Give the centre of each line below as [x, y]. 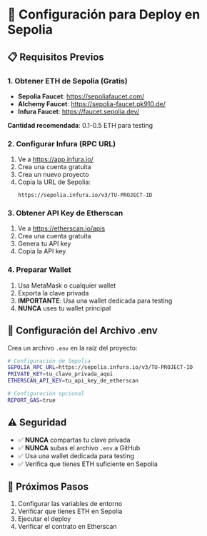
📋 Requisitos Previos [56, 57]
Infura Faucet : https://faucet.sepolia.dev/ [79, 111]
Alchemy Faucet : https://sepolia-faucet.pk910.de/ [92, 103]
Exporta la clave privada [53, 293]
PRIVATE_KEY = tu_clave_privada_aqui [60, 374]
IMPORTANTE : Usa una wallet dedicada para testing [95, 300]
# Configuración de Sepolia [49, 361]
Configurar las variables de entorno [70, 504]
